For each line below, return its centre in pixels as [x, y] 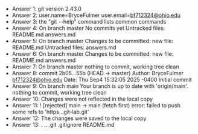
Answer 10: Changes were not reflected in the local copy [82, 99]
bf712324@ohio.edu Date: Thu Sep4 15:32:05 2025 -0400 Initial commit [102, 79]
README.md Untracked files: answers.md [64, 47]
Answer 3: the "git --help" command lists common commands [89, 22]
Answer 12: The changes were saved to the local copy [79, 118]
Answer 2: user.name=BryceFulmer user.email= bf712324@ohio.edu [96, 15]
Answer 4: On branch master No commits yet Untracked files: [88, 28]
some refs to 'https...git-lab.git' [50, 112]
